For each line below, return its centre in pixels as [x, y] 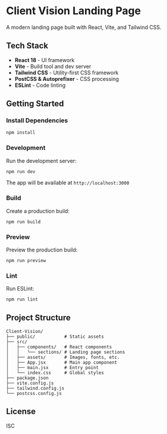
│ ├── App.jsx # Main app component [62, 362]
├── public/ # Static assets [55, 337]
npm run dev [21, 172]
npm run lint [22, 299]
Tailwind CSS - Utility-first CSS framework [67, 73]
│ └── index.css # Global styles [55, 373]
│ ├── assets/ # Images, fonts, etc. [63, 357]
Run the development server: [41, 161]
